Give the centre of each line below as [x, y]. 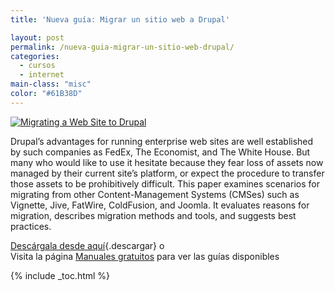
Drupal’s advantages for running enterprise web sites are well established [162, 141]
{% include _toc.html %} [60, 275]
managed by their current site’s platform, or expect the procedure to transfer [167, 173]
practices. [31, 226]
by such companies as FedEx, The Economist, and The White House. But [160, 152]
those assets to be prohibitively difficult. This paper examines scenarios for [165, 183]
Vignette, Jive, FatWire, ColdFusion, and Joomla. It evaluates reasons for [160, 205]
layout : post [37, 37]
